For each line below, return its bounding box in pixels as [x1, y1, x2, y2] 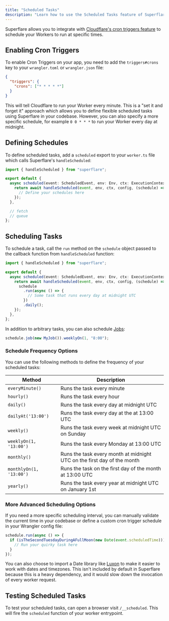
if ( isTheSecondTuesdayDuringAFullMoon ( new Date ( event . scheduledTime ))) [10, 537, 165, 543]
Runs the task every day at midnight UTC [60, 401, 157, 408]
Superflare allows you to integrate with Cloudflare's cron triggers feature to [5, 26, 161, 32]
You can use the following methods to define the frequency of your [5, 359, 144, 365]
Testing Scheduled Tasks [5, 591, 87, 600]
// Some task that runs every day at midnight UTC [27, 293, 136, 298]
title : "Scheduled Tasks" [5, 7, 59, 13]
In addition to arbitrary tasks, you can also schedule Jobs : [5, 326, 125, 332]
